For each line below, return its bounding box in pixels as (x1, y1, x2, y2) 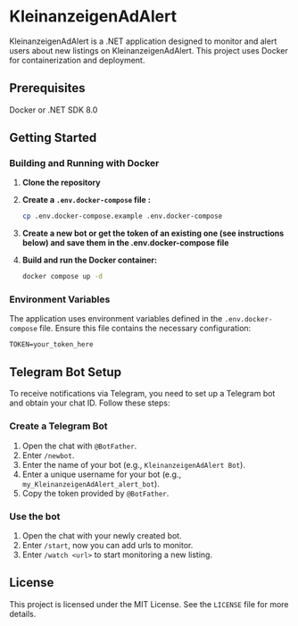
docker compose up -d (21, 272, 103, 281)
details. (9, 608, 37, 619)
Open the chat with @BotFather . (21, 440, 137, 451)
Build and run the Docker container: (21, 255, 158, 265)
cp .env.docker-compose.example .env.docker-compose (21, 212, 223, 221)
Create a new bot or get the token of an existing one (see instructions (21, 228, 285, 238)
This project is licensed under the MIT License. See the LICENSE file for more (9, 598, 289, 609)
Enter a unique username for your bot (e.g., (21, 469, 181, 480)
